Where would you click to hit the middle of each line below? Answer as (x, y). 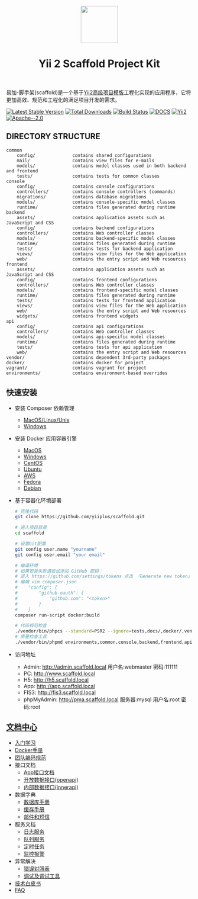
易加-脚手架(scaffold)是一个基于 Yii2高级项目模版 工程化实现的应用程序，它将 (99, 92)
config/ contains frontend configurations (87, 280)
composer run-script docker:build (57, 615)
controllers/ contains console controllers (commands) (96, 192)
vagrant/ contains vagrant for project (76, 368)
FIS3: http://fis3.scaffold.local (60, 692)
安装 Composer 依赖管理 (45, 408)
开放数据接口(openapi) (51, 779)
